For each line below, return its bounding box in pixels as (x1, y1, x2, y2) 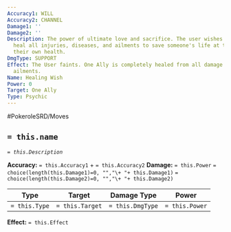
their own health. (13, 49, 67, 56)
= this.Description (7, 149, 63, 156)
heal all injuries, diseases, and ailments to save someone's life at (13, 42, 220, 49)
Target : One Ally (7, 87, 57, 94)
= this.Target (56, 202, 102, 210)
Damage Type (109, 190, 157, 200)
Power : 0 (7, 81, 32, 87)
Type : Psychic (7, 94, 48, 101)
